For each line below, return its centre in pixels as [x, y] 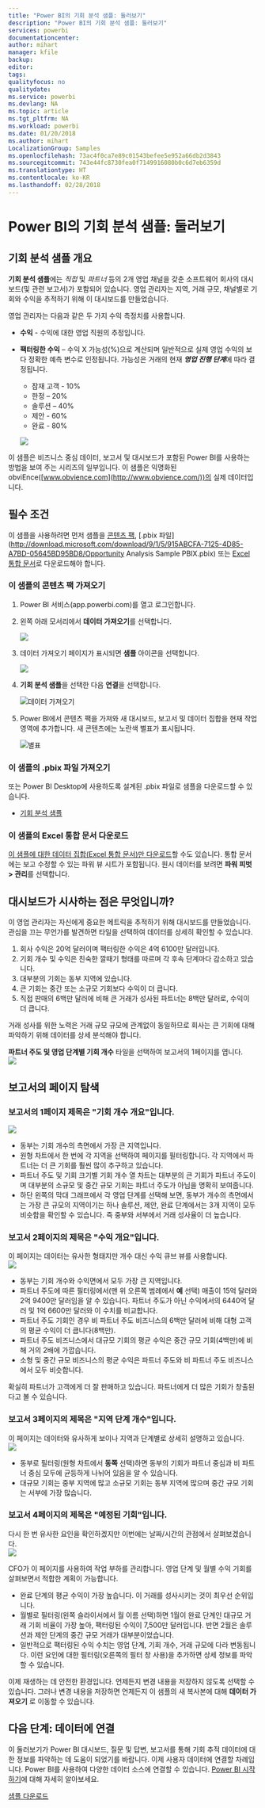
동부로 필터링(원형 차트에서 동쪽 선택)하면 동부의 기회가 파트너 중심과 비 [130, 1462]
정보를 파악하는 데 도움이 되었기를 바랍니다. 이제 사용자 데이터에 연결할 [125, 1759]
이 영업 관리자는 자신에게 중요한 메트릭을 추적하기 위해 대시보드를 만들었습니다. [130, 922]
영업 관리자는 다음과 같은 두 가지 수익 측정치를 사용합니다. [97, 315]
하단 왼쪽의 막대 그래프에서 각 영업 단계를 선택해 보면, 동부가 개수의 [123, 1195]
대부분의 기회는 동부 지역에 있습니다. [76, 979]
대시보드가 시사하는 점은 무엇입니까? [91, 902]
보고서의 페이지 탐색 [54, 1087]
